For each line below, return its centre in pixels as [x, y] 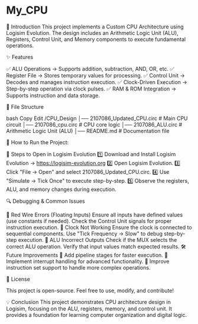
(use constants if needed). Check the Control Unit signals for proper [89, 221]
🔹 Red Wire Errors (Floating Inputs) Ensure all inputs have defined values [95, 215]
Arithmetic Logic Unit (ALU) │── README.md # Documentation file [88, 131]
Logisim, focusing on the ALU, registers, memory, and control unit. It [89, 309]
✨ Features [20, 57]
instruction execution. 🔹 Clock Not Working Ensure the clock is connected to [99, 227]
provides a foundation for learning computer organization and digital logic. [97, 315]
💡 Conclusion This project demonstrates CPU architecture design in [89, 302]
